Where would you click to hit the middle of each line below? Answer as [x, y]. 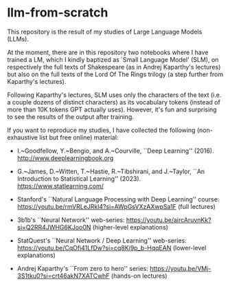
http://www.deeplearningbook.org [65, 158]
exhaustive [23, 137]
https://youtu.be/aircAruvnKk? [169, 220]
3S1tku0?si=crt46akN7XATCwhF [63, 276]
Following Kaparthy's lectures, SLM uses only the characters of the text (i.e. [114, 95]
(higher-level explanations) [130, 227]
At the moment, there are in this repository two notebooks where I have [108, 52]
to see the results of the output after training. [70, 117]
